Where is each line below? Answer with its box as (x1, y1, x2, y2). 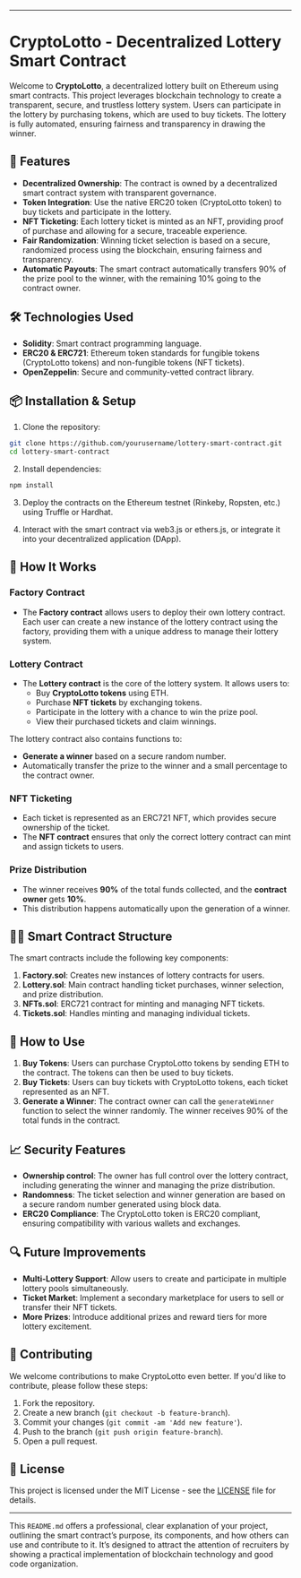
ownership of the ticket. (21, 822, 110, 833)
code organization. (9, 1558, 79, 1569)
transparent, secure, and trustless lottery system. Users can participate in (9, 99, 281, 110)
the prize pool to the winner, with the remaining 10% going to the (21, 272, 262, 283)
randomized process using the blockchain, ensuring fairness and (21, 244, 262, 255)
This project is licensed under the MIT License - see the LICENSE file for (9, 1485, 276, 1496)
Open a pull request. (21, 1436, 99, 1446)
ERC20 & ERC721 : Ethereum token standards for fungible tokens (21, 347, 260, 358)
